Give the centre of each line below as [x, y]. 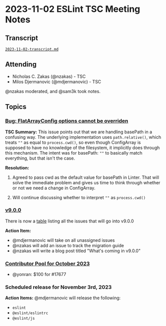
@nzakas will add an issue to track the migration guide [68, 245]
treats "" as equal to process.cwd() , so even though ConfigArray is [73, 142]
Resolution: [17, 167]
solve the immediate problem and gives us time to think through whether [86, 182]
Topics [16, 107]
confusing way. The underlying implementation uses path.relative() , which [83, 137]
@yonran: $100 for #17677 [39, 274]
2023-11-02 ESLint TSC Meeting [73, 9]
